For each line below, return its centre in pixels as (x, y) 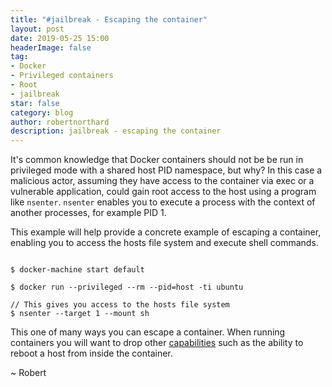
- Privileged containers (62, 76)
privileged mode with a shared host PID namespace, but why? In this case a (166, 170)
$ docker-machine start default (77, 270)
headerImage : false (51, 47)
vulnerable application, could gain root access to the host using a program (163, 192)
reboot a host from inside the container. (91, 353)
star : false (35, 103)
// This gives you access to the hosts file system (120, 305)
